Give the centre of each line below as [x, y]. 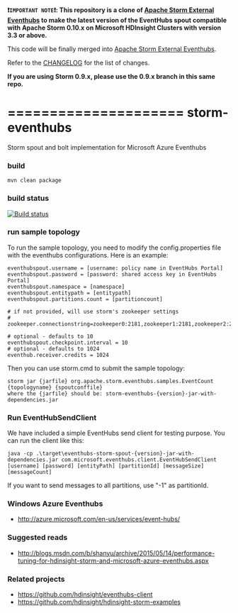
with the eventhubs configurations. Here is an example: [88, 255]
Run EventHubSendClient [52, 417]
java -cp [20, 454]
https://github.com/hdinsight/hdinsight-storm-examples [99, 602]
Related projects [36, 579]
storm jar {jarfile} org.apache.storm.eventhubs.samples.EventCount [110, 381]
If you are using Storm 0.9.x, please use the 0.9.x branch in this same [112, 76]
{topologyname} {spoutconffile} [55, 387]
